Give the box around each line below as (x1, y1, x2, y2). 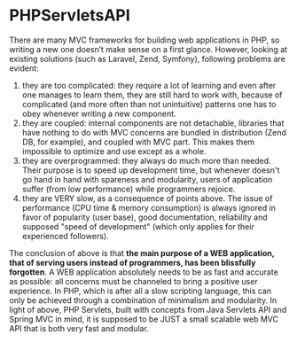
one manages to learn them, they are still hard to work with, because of (21, 89, 283, 100)
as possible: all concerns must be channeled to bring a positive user (9, 276, 259, 286)
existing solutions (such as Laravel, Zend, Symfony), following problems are (9, 53, 286, 64)
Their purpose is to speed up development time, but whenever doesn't (21, 165, 280, 175)
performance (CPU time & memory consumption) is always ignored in (21, 202, 277, 213)
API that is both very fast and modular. (9, 323, 149, 333)
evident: (9, 63, 39, 74)
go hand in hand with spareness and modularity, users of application (21, 174, 273, 184)
